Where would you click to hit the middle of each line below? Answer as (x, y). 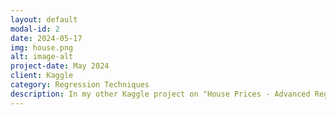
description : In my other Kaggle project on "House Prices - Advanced (160, 94)
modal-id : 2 (35, 29)
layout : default (44, 19)
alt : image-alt (42, 57)
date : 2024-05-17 (46, 38)
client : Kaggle (42, 76)
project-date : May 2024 (60, 66)
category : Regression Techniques (80, 85)
